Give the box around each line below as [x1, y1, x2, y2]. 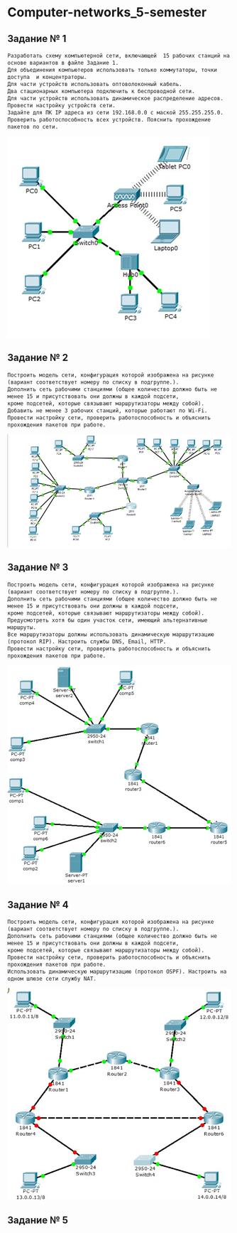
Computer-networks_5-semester [7, 4, 207, 21]
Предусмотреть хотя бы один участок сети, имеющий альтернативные [7, 616, 208, 624]
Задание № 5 [7, 1215, 69, 1227]
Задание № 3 [7, 561, 69, 574]
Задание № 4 [7, 898, 69, 910]
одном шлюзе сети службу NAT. [7, 975, 97, 982]
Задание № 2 [7, 352, 69, 364]
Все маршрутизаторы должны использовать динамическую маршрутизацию [7, 630, 214, 638]
